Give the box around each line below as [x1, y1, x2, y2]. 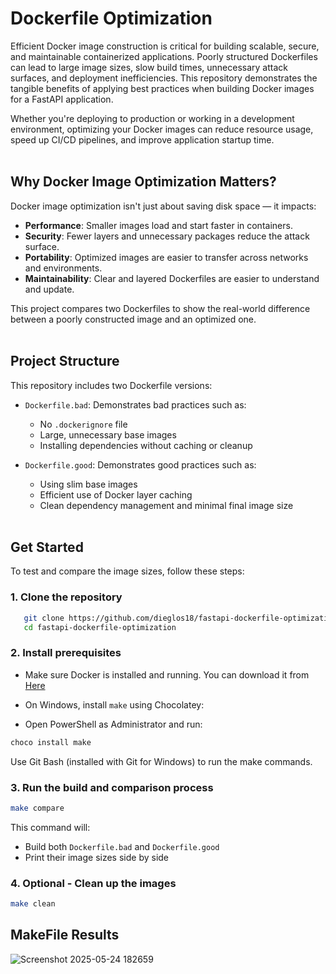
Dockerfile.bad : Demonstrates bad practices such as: [24, 398, 247, 411]
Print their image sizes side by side [24, 851, 170, 863]
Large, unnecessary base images [39, 428, 177, 441]
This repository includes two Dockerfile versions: [10, 379, 213, 391]
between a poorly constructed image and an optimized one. [10, 313, 257, 325]
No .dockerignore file [39, 418, 128, 430]
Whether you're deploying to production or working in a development [10, 112, 295, 124]
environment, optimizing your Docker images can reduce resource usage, [10, 123, 314, 135]
